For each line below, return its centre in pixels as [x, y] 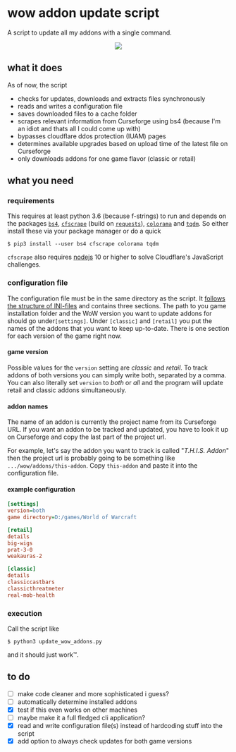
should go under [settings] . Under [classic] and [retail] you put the [110, 321]
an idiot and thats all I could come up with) [79, 128]
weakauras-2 [25, 556]
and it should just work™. [43, 655]
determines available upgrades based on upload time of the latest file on [123, 143]
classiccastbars [31, 582]
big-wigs [20, 543]
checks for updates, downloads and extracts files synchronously [111, 98]
